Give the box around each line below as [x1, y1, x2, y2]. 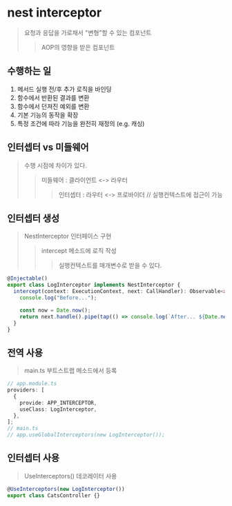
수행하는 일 [7, 65, 52, 77]
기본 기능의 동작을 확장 [17, 110, 79, 119]
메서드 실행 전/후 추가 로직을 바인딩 [17, 85, 112, 93]
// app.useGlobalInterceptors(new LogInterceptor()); [7, 432, 166, 438]
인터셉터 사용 [7, 452, 60, 464]
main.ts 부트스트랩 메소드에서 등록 [23, 367, 117, 375]
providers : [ [7, 387, 45, 394]
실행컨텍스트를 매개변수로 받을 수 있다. [58, 261, 162, 270]
